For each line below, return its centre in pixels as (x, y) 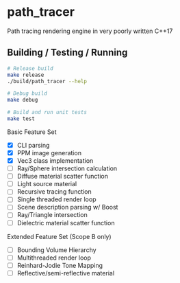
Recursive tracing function (54, 192)
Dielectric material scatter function (66, 223)
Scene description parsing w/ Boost (67, 207)
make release (26, 75)
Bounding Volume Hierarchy (57, 250)
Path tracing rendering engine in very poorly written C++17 (90, 31)
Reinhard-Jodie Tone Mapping (60, 265)
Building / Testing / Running (67, 53)
